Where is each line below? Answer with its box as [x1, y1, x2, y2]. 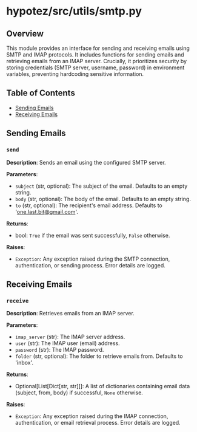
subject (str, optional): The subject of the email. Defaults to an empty [15, 182, 188, 190]
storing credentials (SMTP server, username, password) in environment [6, 64, 185, 71]
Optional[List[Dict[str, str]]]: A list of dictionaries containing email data [15, 383, 190, 390]
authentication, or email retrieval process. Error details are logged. [15, 419, 181, 427]
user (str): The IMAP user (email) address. [15, 340, 120, 347]
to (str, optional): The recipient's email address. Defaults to [15, 202, 162, 209]
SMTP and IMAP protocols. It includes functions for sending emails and [6, 51, 184, 58]
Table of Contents [6, 88, 76, 98]
